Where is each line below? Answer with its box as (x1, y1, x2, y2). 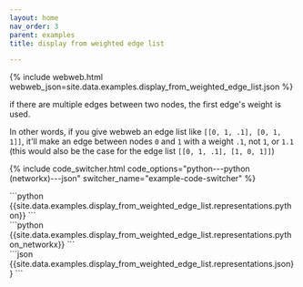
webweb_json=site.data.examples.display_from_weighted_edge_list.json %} (9, 81, 294, 92)
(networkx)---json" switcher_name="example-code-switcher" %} (9, 173, 257, 184)
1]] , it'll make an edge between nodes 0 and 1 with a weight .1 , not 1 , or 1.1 (9, 136, 294, 147)
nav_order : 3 (9, 22, 59, 31)
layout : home (9, 13, 59, 23)
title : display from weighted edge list (9, 38, 166, 48)
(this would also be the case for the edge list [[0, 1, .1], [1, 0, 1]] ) (9, 146, 275, 157)
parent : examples (9, 30, 76, 39)
